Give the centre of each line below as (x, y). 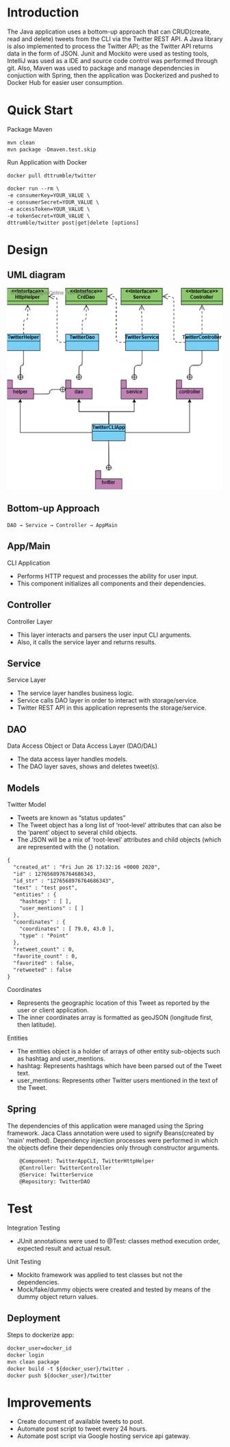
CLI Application (29, 563)
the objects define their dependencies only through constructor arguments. (114, 1147)
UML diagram (36, 275)
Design (28, 250)
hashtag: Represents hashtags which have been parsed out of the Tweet (119, 1066)
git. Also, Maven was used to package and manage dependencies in (103, 68)
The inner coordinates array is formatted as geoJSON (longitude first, (115, 1017)
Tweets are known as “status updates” (71, 818)
